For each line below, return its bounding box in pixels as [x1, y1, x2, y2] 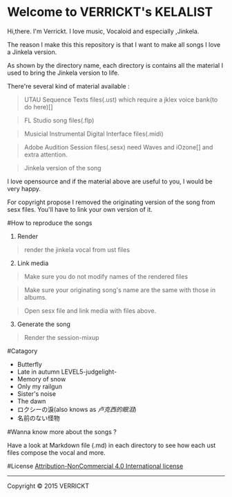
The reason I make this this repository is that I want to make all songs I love [7, 40, 221, 48]
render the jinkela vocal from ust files [23, 245, 130, 253]
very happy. [7, 184, 41, 192]
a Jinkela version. [7, 48, 57, 56]
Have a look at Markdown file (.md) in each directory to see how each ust [7, 441, 216, 449]
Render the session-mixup [23, 333, 99, 341]
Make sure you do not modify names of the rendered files [23, 272, 188, 280]
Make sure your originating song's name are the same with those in [23, 285, 216, 294]
